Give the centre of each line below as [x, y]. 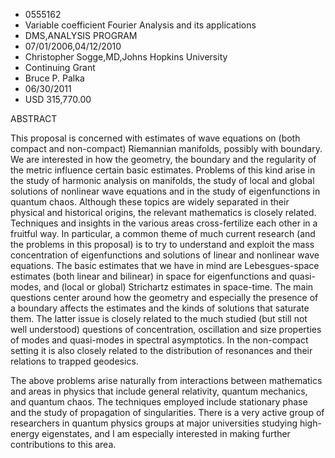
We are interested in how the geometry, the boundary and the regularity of [163, 159]
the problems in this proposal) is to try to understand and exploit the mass [162, 244]
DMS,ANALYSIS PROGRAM [81, 35]
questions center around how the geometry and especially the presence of [164, 297]
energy [25, 433]
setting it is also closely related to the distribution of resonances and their [161, 350]
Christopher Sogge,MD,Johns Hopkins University [126, 57]
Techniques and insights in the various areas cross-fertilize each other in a [164, 223]
